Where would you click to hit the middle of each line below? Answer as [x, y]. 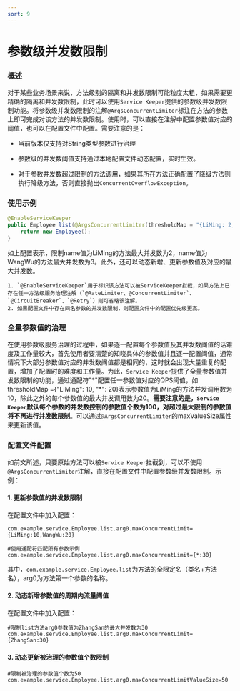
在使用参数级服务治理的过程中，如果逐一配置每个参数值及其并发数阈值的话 [117, 344]
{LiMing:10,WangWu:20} [41, 535]
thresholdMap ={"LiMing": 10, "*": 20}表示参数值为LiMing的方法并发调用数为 [120, 389]
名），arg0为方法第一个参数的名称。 [60, 578]
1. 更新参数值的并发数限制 [45, 498]
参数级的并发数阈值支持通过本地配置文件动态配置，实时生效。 [109, 159]
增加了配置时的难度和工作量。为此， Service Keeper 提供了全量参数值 [120, 372]
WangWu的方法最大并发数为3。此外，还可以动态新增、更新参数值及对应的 [117, 262]
